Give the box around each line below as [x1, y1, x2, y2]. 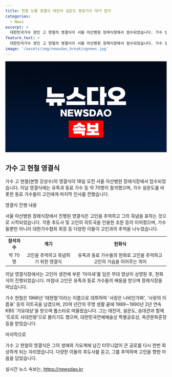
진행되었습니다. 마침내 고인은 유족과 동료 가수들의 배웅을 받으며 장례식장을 [14, 277, 163, 284]
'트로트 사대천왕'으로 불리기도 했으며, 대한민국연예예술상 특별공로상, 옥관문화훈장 [5, 314, 167, 320]
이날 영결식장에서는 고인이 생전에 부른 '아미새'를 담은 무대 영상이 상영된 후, [5, 271, 154, 277]
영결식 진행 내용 [5, 202, 37, 208]
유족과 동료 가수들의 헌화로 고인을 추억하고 [77, 252, 163, 258]
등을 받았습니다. [5, 320, 37, 326]
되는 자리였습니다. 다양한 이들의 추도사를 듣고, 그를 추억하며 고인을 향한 [18, 348, 161, 354]
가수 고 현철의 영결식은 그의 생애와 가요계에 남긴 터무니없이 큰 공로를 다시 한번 [5, 342, 161, 348]
